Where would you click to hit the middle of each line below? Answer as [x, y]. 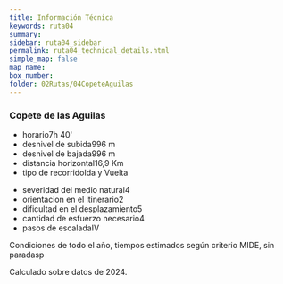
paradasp [27, 255]
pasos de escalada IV [61, 228]
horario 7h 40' [47, 134]
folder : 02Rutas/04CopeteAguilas [71, 84]
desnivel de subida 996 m [69, 144]
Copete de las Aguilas [58, 115]
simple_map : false [43, 59]
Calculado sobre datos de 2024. [68, 271]
